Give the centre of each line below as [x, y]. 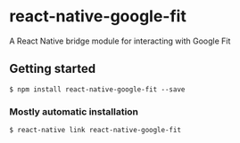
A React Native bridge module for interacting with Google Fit [120, 41]
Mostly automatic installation [74, 111]
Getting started [53, 69]
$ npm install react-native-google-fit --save [97, 89]
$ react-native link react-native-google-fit [95, 131]
